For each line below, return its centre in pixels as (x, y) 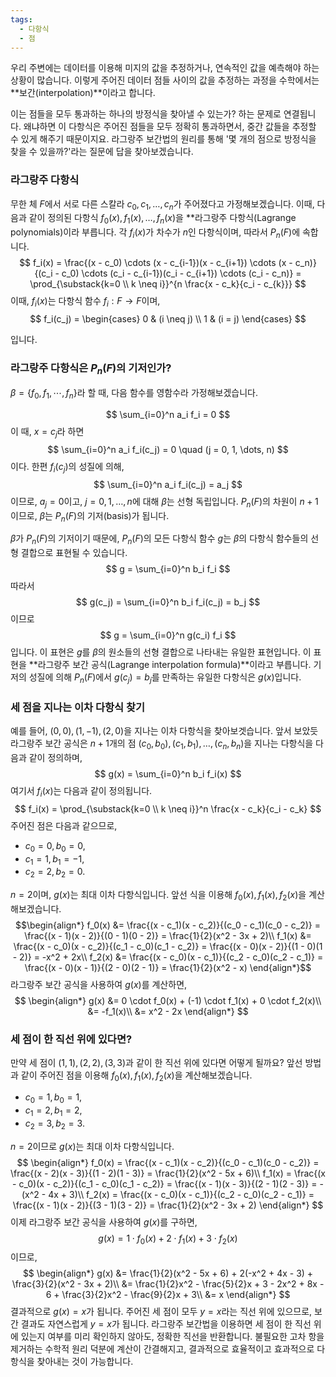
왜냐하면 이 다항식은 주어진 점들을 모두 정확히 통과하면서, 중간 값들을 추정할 (170, 127)
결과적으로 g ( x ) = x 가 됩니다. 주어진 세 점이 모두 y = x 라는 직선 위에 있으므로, (161, 1312)
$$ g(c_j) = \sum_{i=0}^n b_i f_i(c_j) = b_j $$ (168, 602)
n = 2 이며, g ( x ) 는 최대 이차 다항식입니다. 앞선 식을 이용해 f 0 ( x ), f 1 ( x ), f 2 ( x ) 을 (158, 896)
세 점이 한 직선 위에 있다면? (71, 1039)
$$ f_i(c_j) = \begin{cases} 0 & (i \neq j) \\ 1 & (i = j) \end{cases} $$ (168, 318)
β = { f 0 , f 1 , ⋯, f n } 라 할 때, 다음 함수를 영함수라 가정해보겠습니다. (134, 394)
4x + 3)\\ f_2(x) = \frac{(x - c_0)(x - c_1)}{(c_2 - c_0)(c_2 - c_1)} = (181, 1194)
